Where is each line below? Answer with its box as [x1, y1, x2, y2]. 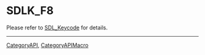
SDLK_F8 [6, 4, 54, 18]
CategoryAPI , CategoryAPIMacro [6, 41, 88, 49]
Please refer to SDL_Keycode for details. [6, 24, 108, 31]
